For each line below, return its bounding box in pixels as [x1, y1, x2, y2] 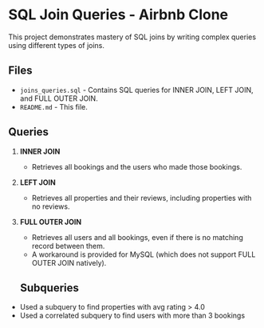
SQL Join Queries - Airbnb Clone [8, 6, 229, 24]
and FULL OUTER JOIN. [19, 94, 98, 103]
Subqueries [19, 281, 80, 294]
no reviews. [31, 202, 70, 211]
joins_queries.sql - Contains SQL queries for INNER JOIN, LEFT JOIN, [19, 85, 254, 94]
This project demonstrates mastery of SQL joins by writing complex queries [8, 32, 257, 42]
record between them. [31, 241, 105, 250]
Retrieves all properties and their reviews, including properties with [31, 193, 252, 202]
